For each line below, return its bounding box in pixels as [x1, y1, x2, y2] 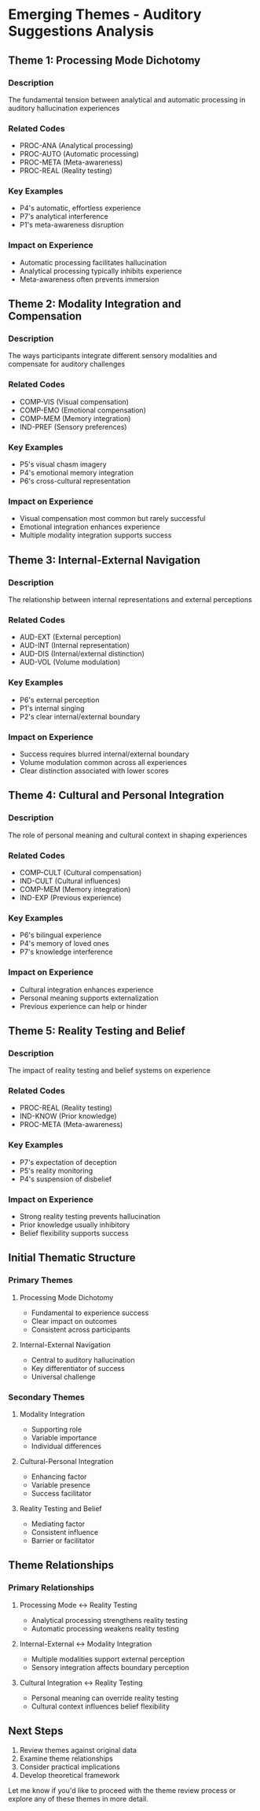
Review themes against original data [19, 1745, 137, 1754]
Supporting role [31, 1425, 82, 1434]
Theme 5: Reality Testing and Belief [8, 1024, 186, 1037]
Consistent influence [31, 1528, 99, 1537]
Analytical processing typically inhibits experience [19, 266, 182, 275]
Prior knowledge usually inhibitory [19, 1220, 130, 1229]
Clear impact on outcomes [31, 1316, 118, 1325]
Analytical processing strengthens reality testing [31, 1615, 189, 1624]
